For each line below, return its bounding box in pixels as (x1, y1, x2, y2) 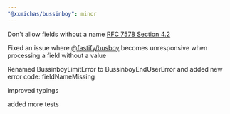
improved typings (7, 86, 59, 94)
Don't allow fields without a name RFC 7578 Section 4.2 (7, 30, 171, 38)
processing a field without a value (7, 51, 107, 59)
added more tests (7, 100, 59, 108)
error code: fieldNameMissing (7, 72, 95, 81)
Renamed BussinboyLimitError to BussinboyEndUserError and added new (7, 64, 223, 73)
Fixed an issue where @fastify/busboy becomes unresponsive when (7, 43, 208, 52)
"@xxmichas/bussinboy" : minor (7, 10, 98, 18)
